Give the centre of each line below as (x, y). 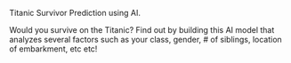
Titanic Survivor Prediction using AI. (75, 13)
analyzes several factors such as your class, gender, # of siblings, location (145, 39)
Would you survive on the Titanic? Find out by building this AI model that (142, 30)
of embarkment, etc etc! (53, 49)
